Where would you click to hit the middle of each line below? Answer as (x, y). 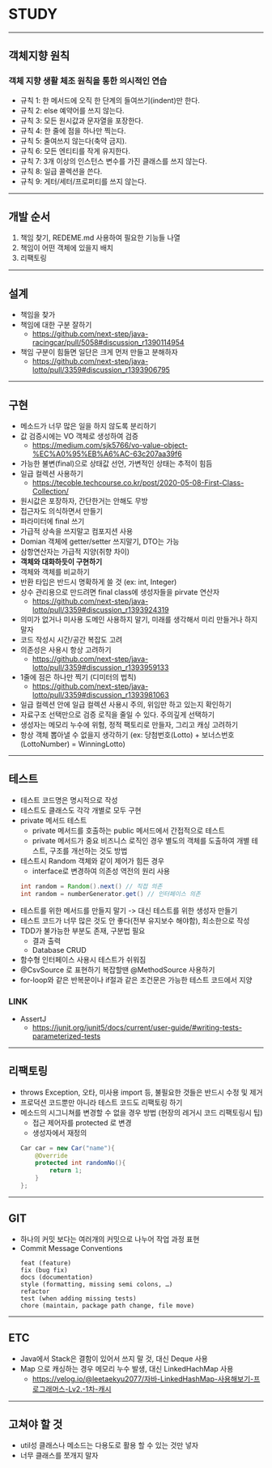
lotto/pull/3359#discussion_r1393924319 (100, 610)
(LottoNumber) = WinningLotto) (72, 744)
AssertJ (33, 1018)
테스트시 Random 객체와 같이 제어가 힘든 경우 (92, 860)
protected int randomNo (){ (81, 1163)
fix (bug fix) (44, 1270)
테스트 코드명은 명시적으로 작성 (69, 800)
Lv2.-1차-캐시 (90, 1389)
